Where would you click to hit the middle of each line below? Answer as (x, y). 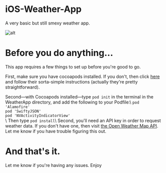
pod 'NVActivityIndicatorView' (38, 115)
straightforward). (22, 87)
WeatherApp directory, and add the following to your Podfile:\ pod (72, 102)
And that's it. (33, 151)
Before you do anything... (59, 53)
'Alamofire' (17, 107)
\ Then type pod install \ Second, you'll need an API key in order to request (83, 120)
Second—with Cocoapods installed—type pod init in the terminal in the (79, 96)
